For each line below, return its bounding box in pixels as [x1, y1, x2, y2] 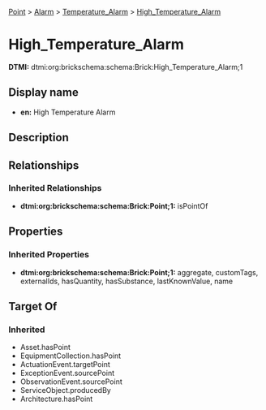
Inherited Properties [8, 249, 89, 261]
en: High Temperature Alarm [19, 107, 116, 117]
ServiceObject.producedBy [19, 386, 111, 395]
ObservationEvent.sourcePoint [19, 377, 123, 386]
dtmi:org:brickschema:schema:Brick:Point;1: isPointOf [19, 201, 208, 210]
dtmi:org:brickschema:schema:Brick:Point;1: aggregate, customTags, [19, 267, 259, 277]
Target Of [8, 300, 58, 313]
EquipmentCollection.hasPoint [19, 351, 122, 360]
